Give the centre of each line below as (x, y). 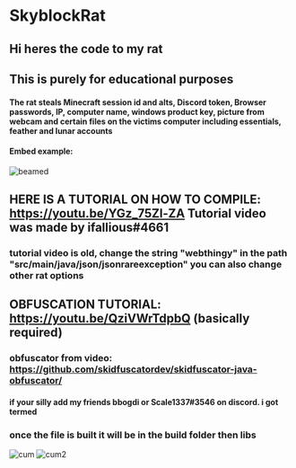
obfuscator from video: (61, 358)
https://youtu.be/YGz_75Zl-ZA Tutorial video (138, 213)
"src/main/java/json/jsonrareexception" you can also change (146, 264)
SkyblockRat (57, 16)
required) (36, 333)
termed (23, 411)
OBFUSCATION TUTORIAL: (85, 305)
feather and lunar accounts (61, 130)
